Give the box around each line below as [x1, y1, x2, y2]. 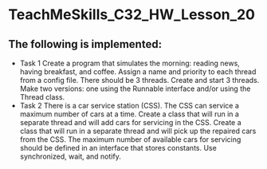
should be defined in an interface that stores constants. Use [19, 143, 217, 152]
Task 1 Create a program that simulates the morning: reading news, [19, 58, 241, 68]
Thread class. [19, 92, 65, 101]
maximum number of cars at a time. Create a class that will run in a [19, 109, 239, 119]
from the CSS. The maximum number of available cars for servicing [19, 135, 241, 144]
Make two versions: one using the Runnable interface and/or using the [19, 84, 251, 93]
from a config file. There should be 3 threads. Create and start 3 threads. [19, 76, 260, 84]
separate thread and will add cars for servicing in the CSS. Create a [19, 118, 241, 127]
